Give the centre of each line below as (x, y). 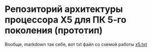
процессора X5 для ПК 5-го (65, 20)
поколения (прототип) (54, 30)
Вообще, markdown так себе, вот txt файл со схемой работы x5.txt (76, 44)
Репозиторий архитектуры (64, 9)
